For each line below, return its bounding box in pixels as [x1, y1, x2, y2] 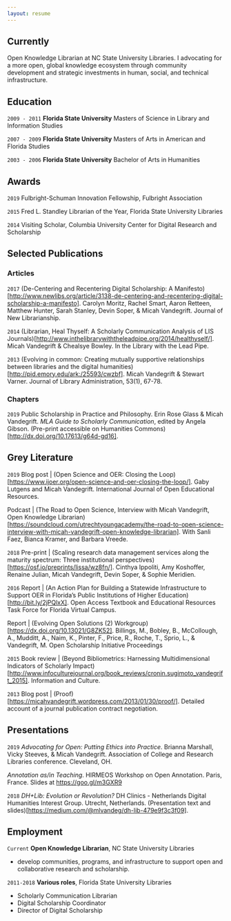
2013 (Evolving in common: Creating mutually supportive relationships [7, 355, 205, 363]
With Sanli [182, 527, 211, 535]
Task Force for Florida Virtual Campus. [7, 605, 117, 614]
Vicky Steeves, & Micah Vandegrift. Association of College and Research [7, 750, 214, 758]
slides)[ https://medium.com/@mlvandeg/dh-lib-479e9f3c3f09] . [7, 806, 189, 814]
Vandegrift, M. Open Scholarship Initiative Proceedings [7, 641, 163, 649]
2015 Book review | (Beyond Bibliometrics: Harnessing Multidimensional [7, 654, 210, 662]
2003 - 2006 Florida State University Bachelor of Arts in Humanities [7, 156, 201, 164]
